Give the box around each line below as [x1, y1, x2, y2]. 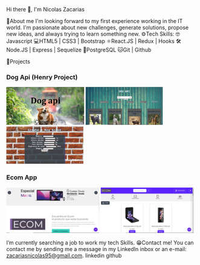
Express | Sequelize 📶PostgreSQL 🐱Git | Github [32, 46, 152, 53]
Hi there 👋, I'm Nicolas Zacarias [6, 6, 85, 13]
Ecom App [6, 173, 37, 182]
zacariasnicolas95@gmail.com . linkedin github [6, 252, 122, 259]
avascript [6, 38, 33, 45]
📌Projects [6, 58, 30, 65]
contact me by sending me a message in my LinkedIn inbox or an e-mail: [6, 245, 187, 252]
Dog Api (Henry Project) [6, 73, 78, 81]
